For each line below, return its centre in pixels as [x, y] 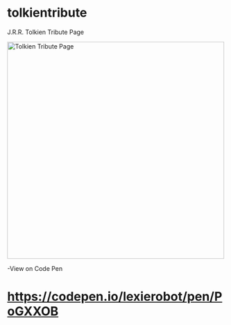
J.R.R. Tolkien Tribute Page [46, 32]
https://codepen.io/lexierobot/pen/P [115, 297]
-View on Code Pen [35, 268]
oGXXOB [33, 311]
